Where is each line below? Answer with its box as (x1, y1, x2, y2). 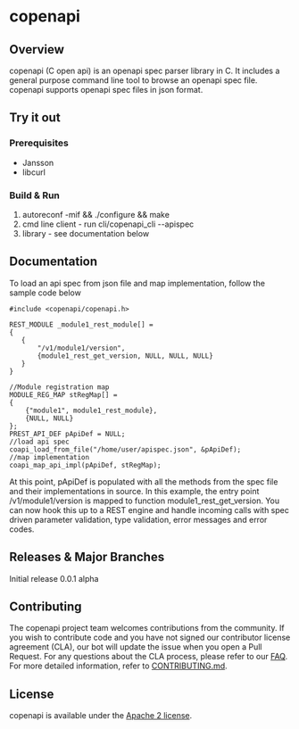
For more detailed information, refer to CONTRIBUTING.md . (9, 660, 228, 671)
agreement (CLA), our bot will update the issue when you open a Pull (9, 642, 262, 652)
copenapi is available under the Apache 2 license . (9, 710, 193, 721)
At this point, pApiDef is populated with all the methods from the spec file (9, 476, 278, 487)
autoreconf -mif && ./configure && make (21, 209, 170, 220)
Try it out (9, 110, 61, 126)
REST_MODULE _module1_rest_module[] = (9, 319, 154, 329)
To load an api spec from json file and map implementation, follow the (9, 278, 266, 288)
